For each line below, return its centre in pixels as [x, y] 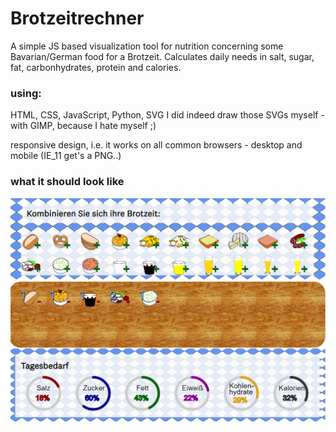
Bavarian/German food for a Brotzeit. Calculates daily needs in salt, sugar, [162, 56]
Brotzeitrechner [77, 18]
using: [26, 93]
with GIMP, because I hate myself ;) [83, 126]
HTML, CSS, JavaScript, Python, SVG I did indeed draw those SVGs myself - [167, 115]
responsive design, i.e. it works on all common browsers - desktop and [156, 145]
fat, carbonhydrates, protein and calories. [96, 67]
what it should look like [67, 182]
